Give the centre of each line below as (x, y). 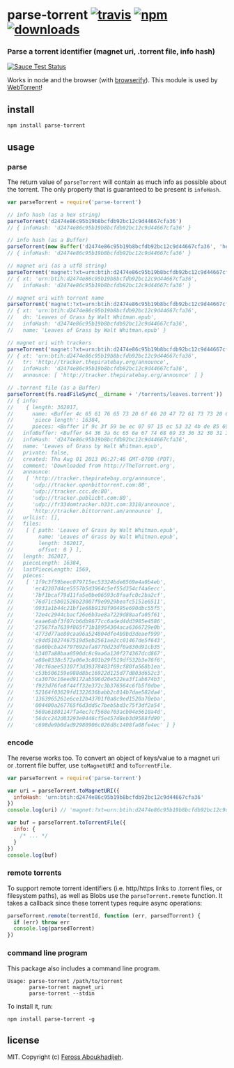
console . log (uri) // (37, 810)
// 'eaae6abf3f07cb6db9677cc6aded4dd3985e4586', (87, 621)
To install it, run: (30, 1006)
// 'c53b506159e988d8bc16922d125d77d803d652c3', (87, 673)
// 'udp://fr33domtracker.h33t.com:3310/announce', (92, 504)
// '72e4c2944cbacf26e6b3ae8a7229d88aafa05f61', (87, 615)
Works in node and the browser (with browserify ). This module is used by (112, 80)
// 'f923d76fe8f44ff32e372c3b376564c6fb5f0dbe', (87, 686)
